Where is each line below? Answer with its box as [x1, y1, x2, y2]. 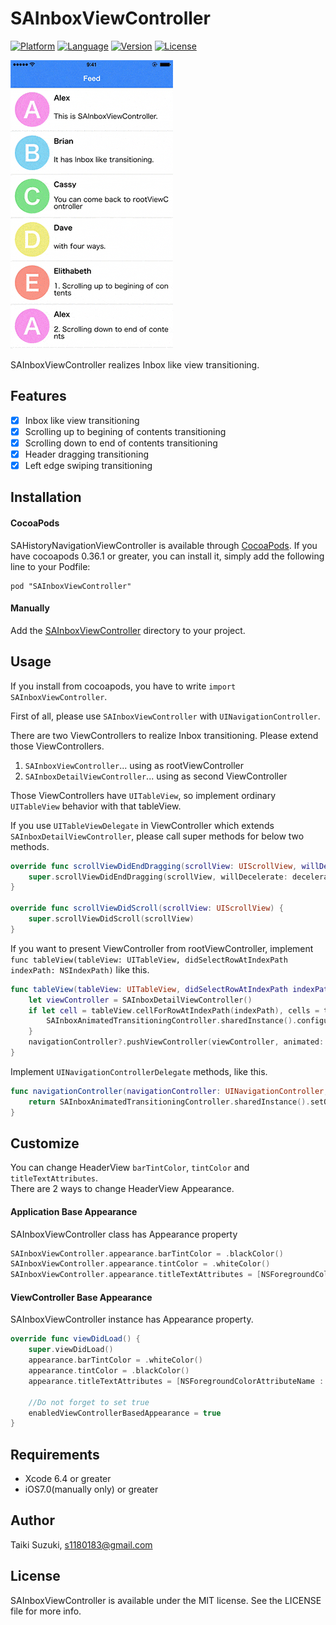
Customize [10, 1135, 80, 1152]
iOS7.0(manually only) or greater [24, 1483, 159, 1496]
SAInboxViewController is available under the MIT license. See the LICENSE [10, 1594, 322, 1606]
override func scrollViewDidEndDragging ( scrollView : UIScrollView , [10, 861, 298, 871]
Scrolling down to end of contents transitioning [24, 437, 218, 449]
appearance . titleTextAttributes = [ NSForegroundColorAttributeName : [28, 1376, 325, 1386]
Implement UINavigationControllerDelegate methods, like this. [10, 1065, 268, 1077]
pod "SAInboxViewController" [10, 581, 132, 591]
